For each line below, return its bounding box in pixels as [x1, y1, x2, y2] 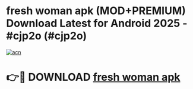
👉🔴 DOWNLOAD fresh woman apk [6, 71, 181, 84]
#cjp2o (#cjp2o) [6, 29, 87, 42]
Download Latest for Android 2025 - [6, 17, 188, 30]
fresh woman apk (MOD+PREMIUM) [6, 4, 186, 18]
